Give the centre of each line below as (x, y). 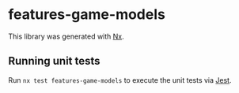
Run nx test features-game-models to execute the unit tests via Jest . (120, 80)
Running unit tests (54, 61)
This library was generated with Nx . (66, 36)
